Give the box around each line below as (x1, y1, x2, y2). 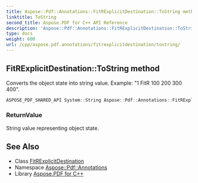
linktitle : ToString (6, 14, 57, 20)
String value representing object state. (6, 124, 99, 131)
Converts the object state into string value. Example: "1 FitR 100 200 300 (6, 79, 182, 86)
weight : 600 (6, 36, 35, 42)
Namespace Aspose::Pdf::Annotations (14, 163, 108, 171)
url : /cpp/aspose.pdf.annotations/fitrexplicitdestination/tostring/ (6, 42, 181, 48)
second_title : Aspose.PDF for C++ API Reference (6, 20, 128, 25)
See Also (6, 142, 39, 152)
